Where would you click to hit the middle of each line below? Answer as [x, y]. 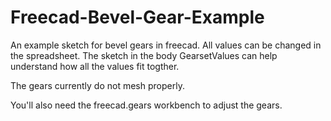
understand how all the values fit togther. [95, 66]
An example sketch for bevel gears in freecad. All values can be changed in [166, 45]
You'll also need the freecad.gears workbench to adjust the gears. [146, 105]
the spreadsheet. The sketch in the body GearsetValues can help [144, 55]
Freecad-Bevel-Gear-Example [137, 17]
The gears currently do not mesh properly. [97, 85]
